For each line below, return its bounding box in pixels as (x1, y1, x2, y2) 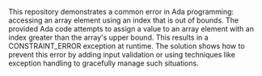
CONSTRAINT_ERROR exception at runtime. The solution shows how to (8, 41, 245, 51)
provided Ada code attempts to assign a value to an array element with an (8, 24, 255, 33)
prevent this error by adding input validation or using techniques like (8, 50, 236, 59)
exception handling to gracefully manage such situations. (8, 58, 200, 68)
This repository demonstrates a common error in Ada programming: (8, 7, 235, 16)
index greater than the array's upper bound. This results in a (8, 32, 209, 42)
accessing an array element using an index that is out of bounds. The (8, 15, 239, 25)
